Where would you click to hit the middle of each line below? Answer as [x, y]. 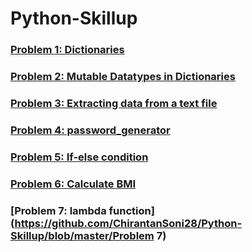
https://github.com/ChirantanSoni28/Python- [128, 223]
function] [131, 210]
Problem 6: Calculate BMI [73, 184]
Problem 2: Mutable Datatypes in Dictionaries [123, 77]
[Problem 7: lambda [58, 210]
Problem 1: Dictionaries [67, 50]
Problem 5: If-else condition [79, 157]
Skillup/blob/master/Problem [82, 235]
